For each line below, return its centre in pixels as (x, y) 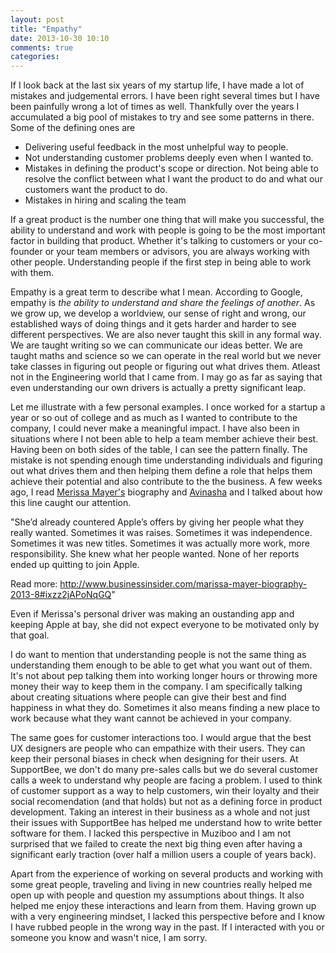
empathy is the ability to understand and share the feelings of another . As (163, 303)
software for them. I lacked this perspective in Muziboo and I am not (151, 833)
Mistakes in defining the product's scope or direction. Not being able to (171, 168)
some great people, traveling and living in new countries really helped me (161, 885)
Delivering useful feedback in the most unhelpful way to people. (156, 147)
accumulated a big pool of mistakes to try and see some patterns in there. (162, 117)
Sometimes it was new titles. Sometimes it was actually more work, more (160, 543)
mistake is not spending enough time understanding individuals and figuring (166, 460)
